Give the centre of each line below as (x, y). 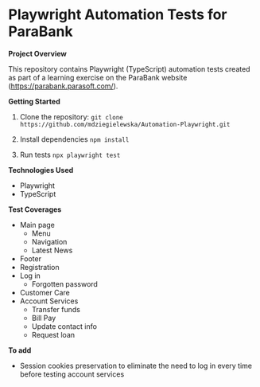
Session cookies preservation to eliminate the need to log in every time (136, 365)
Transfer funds (56, 309)
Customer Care (45, 292)
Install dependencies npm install (74, 139)
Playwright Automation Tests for (118, 15)
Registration (39, 267)
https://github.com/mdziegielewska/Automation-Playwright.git (125, 124)
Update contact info (64, 326)
